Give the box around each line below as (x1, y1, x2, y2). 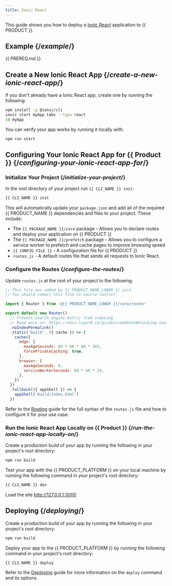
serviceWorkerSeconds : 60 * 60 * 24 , (24, 368, 104, 373)
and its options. (5, 575, 38, 581)
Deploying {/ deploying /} (5, 506, 84, 515)
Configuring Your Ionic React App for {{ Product (5, 150, 161, 159)
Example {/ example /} (5, 42, 75, 51)
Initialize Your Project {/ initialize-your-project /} (5, 174, 126, 181)
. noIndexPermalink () (10, 325, 54, 330)
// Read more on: (10, 320, 47, 325)
